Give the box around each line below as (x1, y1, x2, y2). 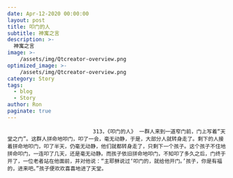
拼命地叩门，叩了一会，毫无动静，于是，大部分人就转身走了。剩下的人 (46, 135, 219, 142)
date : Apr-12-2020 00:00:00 (7, 10, 90, 17)
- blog (13, 88, 33, 95)
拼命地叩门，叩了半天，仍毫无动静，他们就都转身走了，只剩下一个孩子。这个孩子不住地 (12, 142, 226, 150)
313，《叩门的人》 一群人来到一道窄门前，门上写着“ (92, 128, 221, 135)
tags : (7, 82, 23, 89)
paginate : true (7, 107, 52, 114)
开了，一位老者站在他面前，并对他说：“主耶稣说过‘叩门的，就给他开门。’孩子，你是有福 (7, 158, 223, 165)
